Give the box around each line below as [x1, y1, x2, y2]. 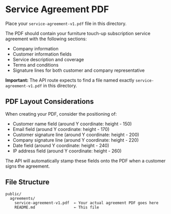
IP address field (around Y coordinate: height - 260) [12, 148, 122, 154]
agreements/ [10, 196, 36, 201]
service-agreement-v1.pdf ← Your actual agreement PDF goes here [14, 200, 159, 205]
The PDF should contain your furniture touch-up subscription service [5, 30, 151, 36]
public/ [5, 191, 22, 197]
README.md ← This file [14, 205, 100, 210]
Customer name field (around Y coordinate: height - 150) [12, 121, 132, 127]
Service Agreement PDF [5, 4, 109, 15]
